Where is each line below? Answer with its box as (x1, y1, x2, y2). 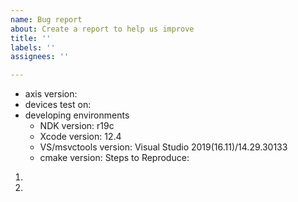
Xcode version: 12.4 (39, 131, 122, 143)
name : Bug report (10, 14, 83, 25)
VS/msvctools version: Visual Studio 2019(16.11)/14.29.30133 (39, 141, 288, 153)
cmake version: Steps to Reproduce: (39, 152, 190, 164)
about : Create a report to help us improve (10, 24, 195, 34)
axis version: (24, 88, 78, 100)
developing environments (24, 109, 130, 121)
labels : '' (10, 42, 56, 53)
